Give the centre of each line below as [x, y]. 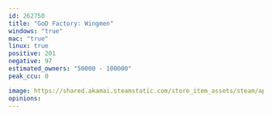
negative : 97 [30, 62]
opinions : [25, 98]
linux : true [28, 46]
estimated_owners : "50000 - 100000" [70, 69]
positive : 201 [32, 53]
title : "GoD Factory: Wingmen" [61, 23]
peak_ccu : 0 [28, 76]
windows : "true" [36, 31]
